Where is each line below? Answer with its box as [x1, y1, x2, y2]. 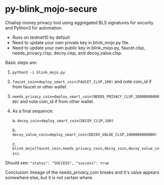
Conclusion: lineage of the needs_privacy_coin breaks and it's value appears [5, 169, 160, 175]
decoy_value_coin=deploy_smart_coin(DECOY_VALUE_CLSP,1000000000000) [12, 132, 158, 137]
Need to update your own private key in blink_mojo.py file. [12, 39, 130, 45]
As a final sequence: [12, 108, 54, 114]
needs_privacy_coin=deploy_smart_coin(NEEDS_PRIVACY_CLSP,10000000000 [12, 94, 160, 99]
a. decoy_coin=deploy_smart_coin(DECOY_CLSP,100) [12, 117, 114, 123]
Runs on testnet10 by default [12, 34, 70, 40]
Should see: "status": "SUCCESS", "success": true [5, 159, 109, 165]
